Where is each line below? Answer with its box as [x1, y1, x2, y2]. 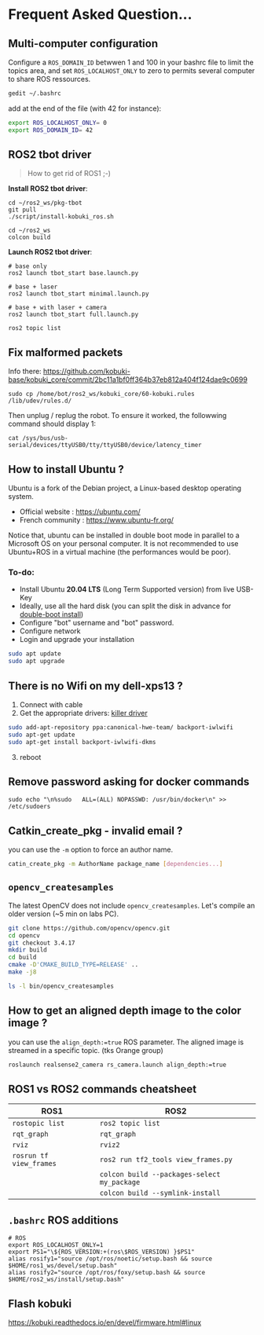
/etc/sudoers [8, 803, 51, 811]
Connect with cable [19, 699, 83, 709]
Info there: [8, 367, 42, 376]
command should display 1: [8, 419, 97, 429]
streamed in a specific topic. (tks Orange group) [8, 1045, 163, 1054]
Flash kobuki [8, 1296, 72, 1310]
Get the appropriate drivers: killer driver [19, 708, 148, 717]
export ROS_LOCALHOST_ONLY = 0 [8, 119, 108, 127]
